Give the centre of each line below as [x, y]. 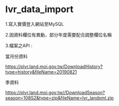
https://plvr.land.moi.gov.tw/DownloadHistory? [54, 66]
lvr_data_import [39, 9]
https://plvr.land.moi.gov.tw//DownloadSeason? [55, 92]
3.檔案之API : [19, 45]
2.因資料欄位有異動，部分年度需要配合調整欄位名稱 [58, 34]
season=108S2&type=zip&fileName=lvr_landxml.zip [59, 98]
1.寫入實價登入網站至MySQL [35, 24]
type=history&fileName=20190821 [41, 72]
